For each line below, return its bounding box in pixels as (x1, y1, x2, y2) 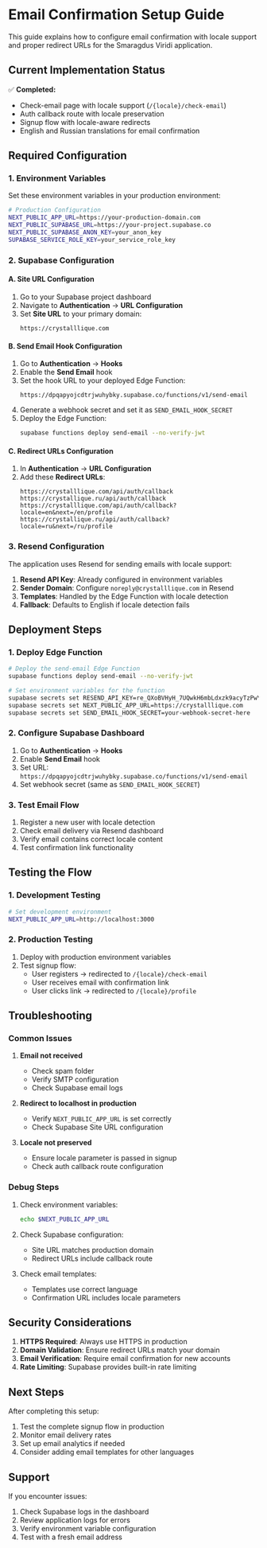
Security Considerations (8, 1316, 133, 1330)
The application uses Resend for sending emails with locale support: (8, 559, 232, 568)
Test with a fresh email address (19, 1532, 123, 1542)
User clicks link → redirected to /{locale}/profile (31, 985, 197, 996)
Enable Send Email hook (19, 754, 101, 763)
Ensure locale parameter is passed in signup (31, 1153, 177, 1163)
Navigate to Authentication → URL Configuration (19, 300, 184, 310)
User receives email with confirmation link (31, 977, 169, 987)
